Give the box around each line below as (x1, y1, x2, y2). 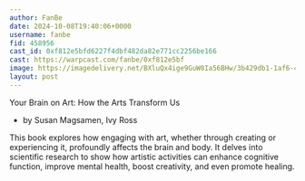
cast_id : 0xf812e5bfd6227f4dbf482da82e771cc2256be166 (9, 47, 218, 56)
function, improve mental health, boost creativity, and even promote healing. (9, 160, 295, 172)
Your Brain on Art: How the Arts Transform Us (9, 97, 181, 108)
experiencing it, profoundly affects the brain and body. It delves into (9, 141, 263, 152)
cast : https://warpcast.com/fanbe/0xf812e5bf (9, 55, 184, 64)
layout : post (9, 72, 59, 81)
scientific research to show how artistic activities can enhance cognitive (9, 151, 280, 162)
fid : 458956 (9, 38, 54, 48)
